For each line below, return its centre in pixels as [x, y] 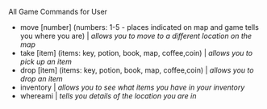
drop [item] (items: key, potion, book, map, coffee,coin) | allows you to [137, 70]
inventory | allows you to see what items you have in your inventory [132, 87]
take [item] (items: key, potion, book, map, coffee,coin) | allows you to [136, 53]
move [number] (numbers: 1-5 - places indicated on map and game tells [140, 27]
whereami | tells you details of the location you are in [108, 96]
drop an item [41, 79]
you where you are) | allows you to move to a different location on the [136, 36]
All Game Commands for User [58, 12]
